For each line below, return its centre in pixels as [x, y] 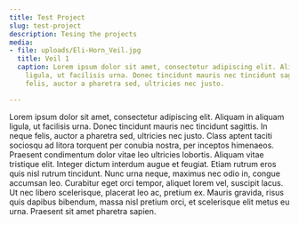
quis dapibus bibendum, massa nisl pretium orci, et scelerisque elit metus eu [149, 202]
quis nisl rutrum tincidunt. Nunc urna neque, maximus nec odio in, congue [145, 173]
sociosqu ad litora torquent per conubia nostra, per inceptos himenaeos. [141, 145]
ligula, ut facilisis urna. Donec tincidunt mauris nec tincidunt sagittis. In [139, 126]
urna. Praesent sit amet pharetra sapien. [83, 211]
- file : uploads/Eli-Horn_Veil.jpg [75, 51]
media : [21, 42]
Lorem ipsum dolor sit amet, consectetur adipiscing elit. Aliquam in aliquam [147, 117]
